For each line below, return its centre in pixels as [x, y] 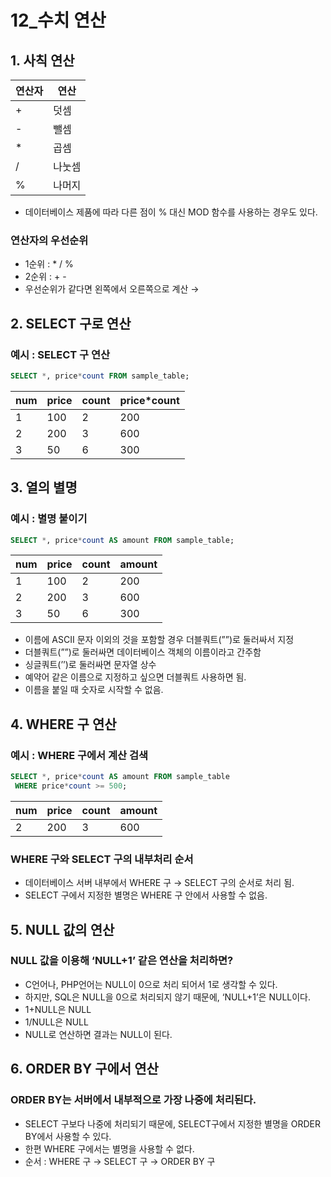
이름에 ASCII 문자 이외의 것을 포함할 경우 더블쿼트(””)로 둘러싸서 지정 [159, 640]
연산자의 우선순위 [49, 240]
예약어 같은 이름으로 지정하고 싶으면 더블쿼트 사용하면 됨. [135, 677]
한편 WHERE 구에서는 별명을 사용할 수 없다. [109, 1148]
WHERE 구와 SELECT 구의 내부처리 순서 [102, 859]
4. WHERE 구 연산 [63, 724]
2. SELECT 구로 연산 [71, 323]
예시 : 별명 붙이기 [49, 519]
